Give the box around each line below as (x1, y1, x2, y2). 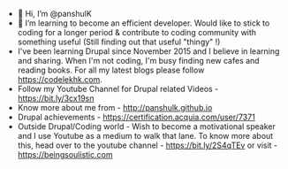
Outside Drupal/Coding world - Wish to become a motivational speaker (17, 121, 276, 132)
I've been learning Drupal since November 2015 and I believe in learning (17, 46, 280, 57)
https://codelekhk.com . (17, 74, 103, 84)
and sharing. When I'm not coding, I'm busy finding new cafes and (17, 56, 260, 65)
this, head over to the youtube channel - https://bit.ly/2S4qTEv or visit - (17, 140, 278, 150)
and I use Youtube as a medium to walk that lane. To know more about (17, 131, 274, 141)
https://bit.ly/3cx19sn (17, 93, 95, 104)
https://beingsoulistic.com (17, 150, 113, 159)
